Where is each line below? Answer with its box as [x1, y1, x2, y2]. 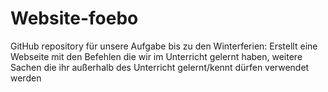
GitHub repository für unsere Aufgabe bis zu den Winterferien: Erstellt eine [10, 40, 318, 52]
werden [10, 72, 42, 84]
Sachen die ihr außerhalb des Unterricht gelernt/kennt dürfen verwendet [10, 61, 310, 73]
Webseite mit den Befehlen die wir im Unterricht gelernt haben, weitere [10, 50, 303, 62]
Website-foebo [10, 7, 139, 30]
